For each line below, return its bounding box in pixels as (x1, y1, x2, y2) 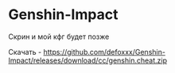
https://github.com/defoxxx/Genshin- (43, 47, 165, 56)
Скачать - (8, 47, 42, 56)
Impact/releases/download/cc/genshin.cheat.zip (8, 56, 167, 65)
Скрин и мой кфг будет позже (8, 32, 110, 41)
